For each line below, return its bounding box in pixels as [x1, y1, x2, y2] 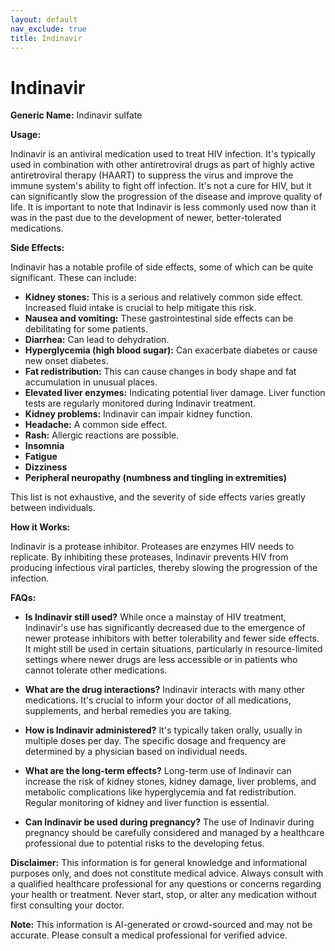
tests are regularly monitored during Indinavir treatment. [24, 397, 257, 410]
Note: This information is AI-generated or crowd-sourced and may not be [10, 919, 313, 931]
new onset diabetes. [24, 355, 109, 367]
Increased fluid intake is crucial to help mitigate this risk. [24, 302, 257, 314]
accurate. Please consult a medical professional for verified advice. [10, 929, 288, 941]
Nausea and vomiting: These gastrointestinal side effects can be [24, 312, 294, 325]
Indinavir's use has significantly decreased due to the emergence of [24, 622, 306, 634]
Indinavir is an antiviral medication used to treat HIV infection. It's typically [10, 148, 316, 160]
